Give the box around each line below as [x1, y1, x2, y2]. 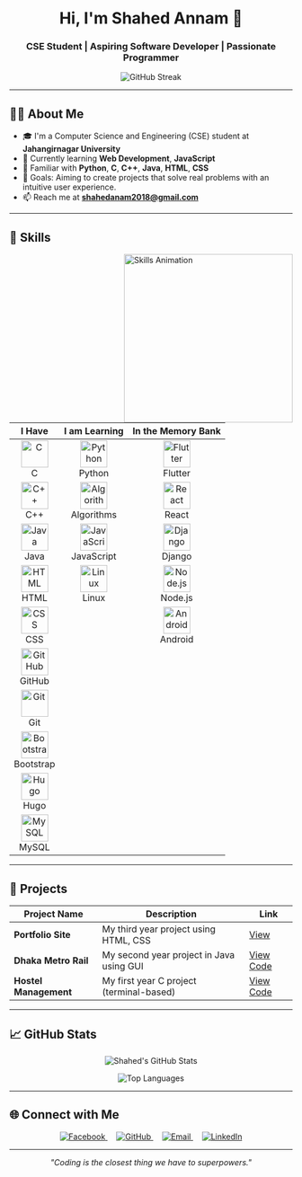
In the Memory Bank [132, 425, 222, 438]
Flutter [163, 467, 191, 480]
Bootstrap [13, 758, 56, 771]
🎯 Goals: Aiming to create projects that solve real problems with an [22, 173, 270, 183]
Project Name [23, 907, 84, 920]
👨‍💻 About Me [9, 106, 84, 121]
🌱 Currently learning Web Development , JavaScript [22, 153, 216, 164]
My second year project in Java [102, 948, 235, 960]
